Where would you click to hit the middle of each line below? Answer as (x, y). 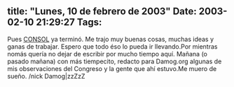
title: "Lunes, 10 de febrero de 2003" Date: (102, 11)
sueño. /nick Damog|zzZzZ (46, 76)
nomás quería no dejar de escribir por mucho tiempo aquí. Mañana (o (108, 54)
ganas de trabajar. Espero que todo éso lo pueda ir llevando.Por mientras (112, 46)
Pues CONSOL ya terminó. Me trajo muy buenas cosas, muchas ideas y (111, 39)
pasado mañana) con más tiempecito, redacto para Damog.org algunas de (115, 61)
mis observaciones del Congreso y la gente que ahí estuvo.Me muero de (112, 68)
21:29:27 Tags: (69, 23)
